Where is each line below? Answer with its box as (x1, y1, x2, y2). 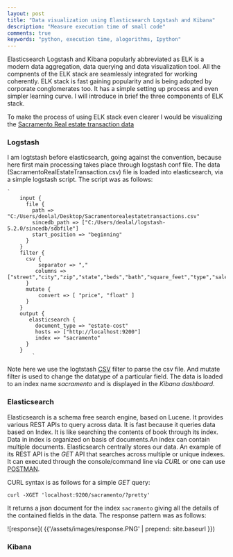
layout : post (7, 10, 45, 17)
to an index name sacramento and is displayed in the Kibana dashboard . (7, 380, 215, 388)
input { (19, 195, 42, 202)
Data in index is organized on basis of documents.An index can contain (7, 435, 210, 443)
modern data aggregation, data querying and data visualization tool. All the (7, 63, 221, 71)
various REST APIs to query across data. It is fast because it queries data (7, 420, 216, 429)
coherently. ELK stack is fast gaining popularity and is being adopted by (7, 77, 212, 85)
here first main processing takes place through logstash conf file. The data (7, 160, 221, 169)
